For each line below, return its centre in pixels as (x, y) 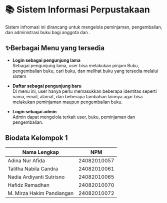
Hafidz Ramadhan (29, 185)
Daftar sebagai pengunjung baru (47, 86)
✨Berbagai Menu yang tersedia (55, 48)
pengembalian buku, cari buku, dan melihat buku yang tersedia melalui (85, 71)
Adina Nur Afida (26, 160)
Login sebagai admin (34, 111)
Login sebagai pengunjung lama (46, 60)
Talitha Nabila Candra (33, 168)
